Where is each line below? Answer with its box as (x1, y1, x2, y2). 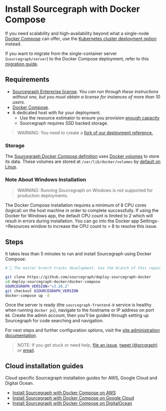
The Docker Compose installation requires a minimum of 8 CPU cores (5, 202, 147, 208)
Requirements (5, 75, 49, 84)
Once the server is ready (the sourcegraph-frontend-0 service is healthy (5, 302, 152, 308)
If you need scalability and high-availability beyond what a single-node (5, 30, 149, 36)
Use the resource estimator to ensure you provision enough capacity (19, 115, 160, 121)
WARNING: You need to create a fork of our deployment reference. (17, 130, 153, 136)
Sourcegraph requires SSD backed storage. (19, 120, 109, 126)
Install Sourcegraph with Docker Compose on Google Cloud (12, 395, 134, 401)
